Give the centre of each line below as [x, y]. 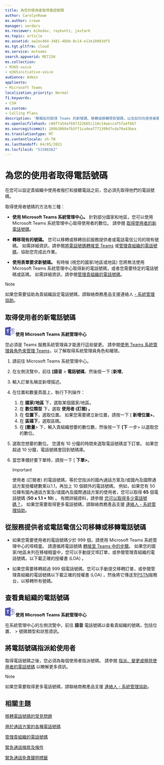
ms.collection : [20, 62]
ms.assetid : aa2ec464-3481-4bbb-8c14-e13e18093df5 [58, 42]
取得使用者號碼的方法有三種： [35, 207]
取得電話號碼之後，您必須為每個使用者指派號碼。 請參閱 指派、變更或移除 [79, 661]
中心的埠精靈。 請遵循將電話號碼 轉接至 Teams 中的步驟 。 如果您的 [84, 546]
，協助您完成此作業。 [38, 252]
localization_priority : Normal [37, 93]
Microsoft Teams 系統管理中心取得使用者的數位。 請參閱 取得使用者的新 [84, 223]
